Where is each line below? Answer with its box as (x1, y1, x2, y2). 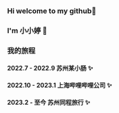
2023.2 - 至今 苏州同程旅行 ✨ (7, 98, 91, 106)
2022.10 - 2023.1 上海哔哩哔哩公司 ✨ (7, 81, 112, 89)
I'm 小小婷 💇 (7, 25, 47, 35)
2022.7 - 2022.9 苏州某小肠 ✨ (7, 64, 94, 73)
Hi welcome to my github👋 (7, 6, 96, 16)
